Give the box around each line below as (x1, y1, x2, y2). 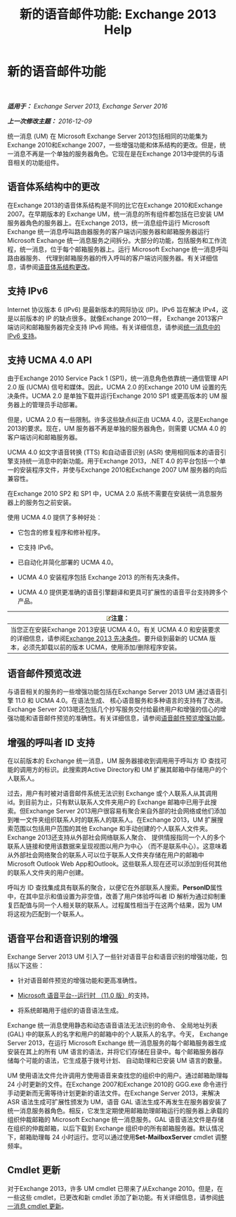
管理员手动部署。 (31, 401, 81, 409)
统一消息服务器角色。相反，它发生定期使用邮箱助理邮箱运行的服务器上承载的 (7, 1106, 229, 1115)
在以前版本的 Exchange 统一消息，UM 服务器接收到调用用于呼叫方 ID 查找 (7, 756, 221, 765)
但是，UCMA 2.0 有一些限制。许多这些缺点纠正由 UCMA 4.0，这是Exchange (7, 416, 228, 424)
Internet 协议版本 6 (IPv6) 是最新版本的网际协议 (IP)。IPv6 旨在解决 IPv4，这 (7, 305, 228, 313)
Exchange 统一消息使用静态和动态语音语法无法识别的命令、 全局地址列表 (7, 1021, 218, 1030)
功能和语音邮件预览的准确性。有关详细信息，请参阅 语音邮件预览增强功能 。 (13, 714, 229, 723)
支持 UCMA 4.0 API (7, 354, 93, 366)
